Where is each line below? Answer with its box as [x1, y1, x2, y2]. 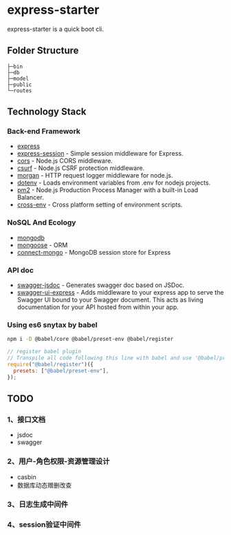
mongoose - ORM [16, 240, 68, 249]
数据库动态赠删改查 [16, 481, 72, 489]
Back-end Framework [7, 127, 81, 136]
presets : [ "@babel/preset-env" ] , [13, 367, 109, 374]
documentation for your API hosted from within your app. [16, 303, 179, 311]
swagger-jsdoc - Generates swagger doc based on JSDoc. [16, 281, 185, 289]
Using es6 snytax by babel [7, 319, 98, 329]
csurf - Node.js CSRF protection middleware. [16, 164, 145, 172]
